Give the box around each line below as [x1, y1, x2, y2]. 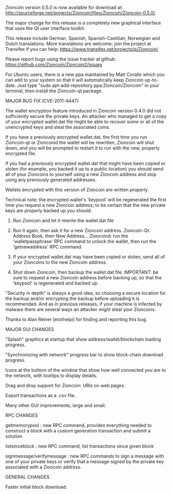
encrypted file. [5, 150, 36, 156]
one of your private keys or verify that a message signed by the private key [5, 459, 164, 464]
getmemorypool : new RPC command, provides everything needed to [5, 422, 152, 428]
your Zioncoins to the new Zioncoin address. [12, 259, 107, 265]
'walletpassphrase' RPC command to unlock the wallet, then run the [12, 238, 157, 244]
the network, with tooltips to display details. [5, 372, 98, 378]
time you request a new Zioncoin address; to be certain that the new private [5, 202, 166, 208]
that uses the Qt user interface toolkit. [5, 25, 86, 31]
